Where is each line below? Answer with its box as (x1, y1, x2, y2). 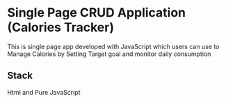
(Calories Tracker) (7, 19, 115, 35)
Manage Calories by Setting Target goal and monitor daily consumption (7, 50, 211, 58)
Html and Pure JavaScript (7, 88, 81, 96)
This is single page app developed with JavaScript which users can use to (7, 42, 220, 50)
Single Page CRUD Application (7, 5, 186, 21)
